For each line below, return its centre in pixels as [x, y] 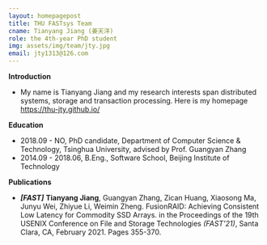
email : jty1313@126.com [49, 53]
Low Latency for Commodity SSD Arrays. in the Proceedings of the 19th [139, 215]
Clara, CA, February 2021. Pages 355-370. [91, 232]
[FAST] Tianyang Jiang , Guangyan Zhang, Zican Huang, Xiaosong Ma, [138, 198]
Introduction [30, 76]
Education [26, 125]
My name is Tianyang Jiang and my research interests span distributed [138, 92]
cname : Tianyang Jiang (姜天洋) [61, 31]
